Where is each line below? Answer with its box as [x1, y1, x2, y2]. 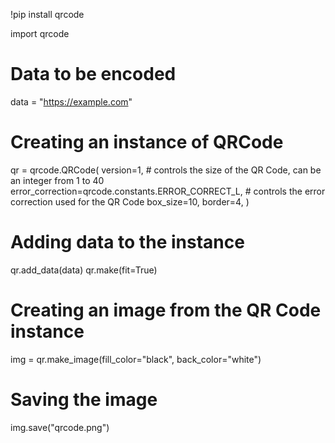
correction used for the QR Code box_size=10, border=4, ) [10, 195, 250, 208]
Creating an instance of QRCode [10, 131, 284, 154]
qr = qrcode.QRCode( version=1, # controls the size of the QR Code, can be [10, 164, 322, 176]
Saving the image [10, 388, 158, 411]
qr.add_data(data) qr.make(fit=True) [10, 264, 158, 276]
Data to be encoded [10, 63, 177, 86]
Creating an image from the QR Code [10, 299, 322, 321]
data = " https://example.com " [10, 95, 133, 108]
